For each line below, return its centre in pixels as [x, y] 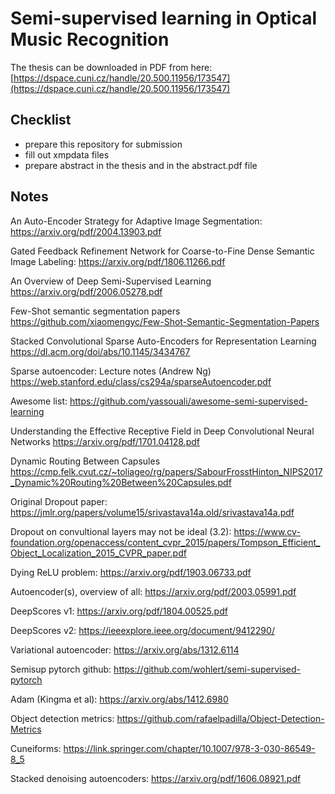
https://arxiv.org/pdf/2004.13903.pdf [86, 231]
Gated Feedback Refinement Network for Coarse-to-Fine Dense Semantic [162, 251]
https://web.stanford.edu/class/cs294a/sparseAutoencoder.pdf [141, 381]
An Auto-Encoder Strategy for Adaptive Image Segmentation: [136, 221]
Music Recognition [90, 39]
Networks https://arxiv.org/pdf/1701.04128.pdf [105, 441]
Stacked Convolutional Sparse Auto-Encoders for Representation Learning [163, 341]
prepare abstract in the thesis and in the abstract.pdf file [141, 165]
